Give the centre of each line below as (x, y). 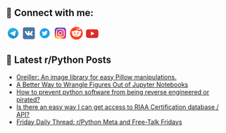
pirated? (28, 99)
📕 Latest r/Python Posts (59, 60)
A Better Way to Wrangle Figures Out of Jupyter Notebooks (102, 84)
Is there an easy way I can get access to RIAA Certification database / (117, 107)
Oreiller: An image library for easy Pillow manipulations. (96, 77)
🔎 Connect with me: (50, 13)
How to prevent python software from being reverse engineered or (113, 91)
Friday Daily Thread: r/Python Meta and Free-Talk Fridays (99, 122)
